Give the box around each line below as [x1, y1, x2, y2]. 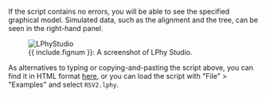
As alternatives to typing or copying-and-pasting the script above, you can [8, 63, 253, 72]
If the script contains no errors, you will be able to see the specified [8, 7, 230, 16]
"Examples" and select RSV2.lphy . [8, 80, 119, 89]
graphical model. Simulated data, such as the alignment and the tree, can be [8, 15, 259, 25]
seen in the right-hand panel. [8, 24, 104, 33]
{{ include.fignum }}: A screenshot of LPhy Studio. [28, 48, 193, 56]
